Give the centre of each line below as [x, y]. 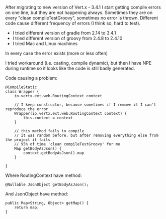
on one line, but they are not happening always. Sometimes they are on [79, 13]
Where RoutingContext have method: [44, 175]
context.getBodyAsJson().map [54, 153]
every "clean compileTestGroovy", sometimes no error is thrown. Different [82, 18]
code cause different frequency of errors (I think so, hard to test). [73, 23]
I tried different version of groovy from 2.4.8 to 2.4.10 [67, 38]
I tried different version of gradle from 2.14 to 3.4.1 [64, 33]
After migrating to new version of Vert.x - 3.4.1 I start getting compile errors [83, 7]
